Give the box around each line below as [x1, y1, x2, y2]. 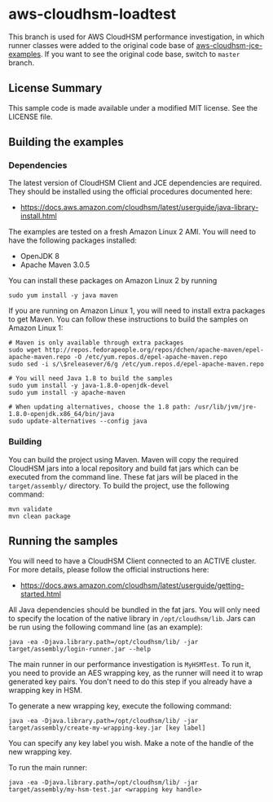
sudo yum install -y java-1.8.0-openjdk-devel [8, 382, 170, 390]
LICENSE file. [8, 112, 53, 121]
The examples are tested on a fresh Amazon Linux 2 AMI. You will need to [8, 227, 257, 237]
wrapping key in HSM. [8, 685, 83, 695]
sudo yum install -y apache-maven [8, 388, 126, 397]
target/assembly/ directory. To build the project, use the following [8, 480, 230, 490]
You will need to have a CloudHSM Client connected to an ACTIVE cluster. [8, 555, 257, 566]
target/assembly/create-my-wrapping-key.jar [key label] [8, 724, 206, 732]
